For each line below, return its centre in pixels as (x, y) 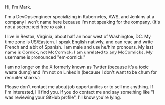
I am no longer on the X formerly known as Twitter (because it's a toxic (77, 67)
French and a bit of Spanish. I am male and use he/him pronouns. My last (79, 47)
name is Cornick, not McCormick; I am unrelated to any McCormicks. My (79, 52)
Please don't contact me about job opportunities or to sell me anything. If (79, 87)
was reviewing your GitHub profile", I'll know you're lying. (63, 97)
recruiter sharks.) (23, 77)
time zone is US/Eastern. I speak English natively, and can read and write (79, 42)
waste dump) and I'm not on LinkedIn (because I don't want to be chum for (81, 72)
